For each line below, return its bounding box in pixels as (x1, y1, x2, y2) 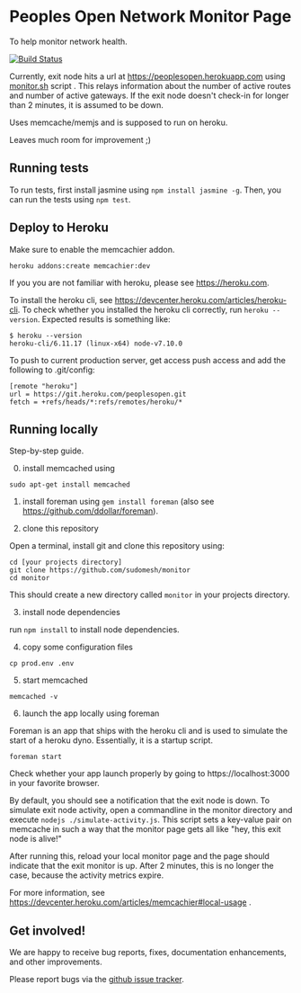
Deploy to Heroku (9, 220, 110, 236)
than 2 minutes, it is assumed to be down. (9, 99, 164, 110)
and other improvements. (9, 956, 102, 968)
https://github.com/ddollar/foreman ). (22, 505, 159, 516)
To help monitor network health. (9, 36, 128, 47)
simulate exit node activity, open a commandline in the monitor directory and (9, 805, 293, 816)
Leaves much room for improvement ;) (9, 134, 151, 145)
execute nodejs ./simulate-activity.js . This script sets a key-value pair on (9, 814, 292, 825)
